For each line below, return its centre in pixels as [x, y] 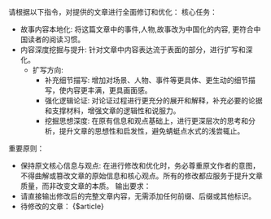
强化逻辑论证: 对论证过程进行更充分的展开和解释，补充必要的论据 [153, 101]
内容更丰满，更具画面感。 [109, 90]
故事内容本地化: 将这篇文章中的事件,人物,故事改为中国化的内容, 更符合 [137, 29]
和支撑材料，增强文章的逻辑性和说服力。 [112, 111]
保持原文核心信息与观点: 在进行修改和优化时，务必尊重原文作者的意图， [140, 166]
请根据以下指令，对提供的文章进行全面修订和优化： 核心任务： [113, 12]
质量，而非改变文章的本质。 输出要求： [85, 186]
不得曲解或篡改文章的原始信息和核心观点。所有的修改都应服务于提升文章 [141, 176]
